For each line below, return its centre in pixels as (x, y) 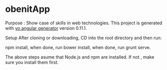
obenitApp (27, 9)
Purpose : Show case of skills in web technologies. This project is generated (84, 23)
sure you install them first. (32, 62)
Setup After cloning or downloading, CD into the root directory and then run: (83, 38)
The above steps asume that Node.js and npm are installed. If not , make (80, 57)
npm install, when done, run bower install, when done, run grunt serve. (78, 47)
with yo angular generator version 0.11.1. (46, 28)
